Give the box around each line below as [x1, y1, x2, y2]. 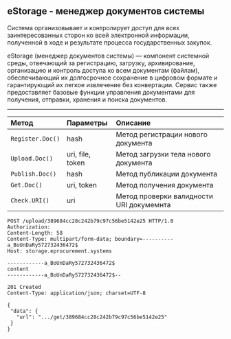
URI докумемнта [115, 200, 171, 209]
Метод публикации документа [115, 169, 218, 178]
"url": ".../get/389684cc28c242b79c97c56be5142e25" [16, 314, 168, 320]
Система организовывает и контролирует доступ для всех [7, 23, 180, 32]
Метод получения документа [115, 180, 214, 189]
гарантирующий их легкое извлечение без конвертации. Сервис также [7, 80, 217, 89]
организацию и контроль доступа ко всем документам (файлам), [7, 66, 200, 74]
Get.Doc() [10, 181, 43, 189]
